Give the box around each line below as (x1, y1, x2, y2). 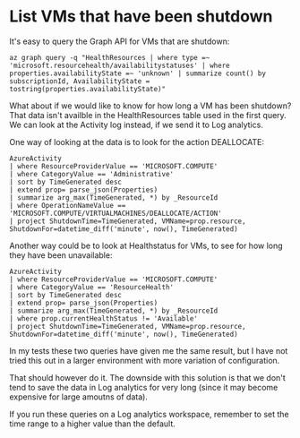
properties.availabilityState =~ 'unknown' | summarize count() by (9, 69, 267, 78)
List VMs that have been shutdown (9, 6, 273, 27)
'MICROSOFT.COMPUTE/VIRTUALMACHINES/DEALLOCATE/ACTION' (9, 209, 222, 218)
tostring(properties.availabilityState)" (9, 84, 167, 93)
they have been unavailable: (9, 249, 113, 261)
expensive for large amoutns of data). (9, 391, 148, 402)
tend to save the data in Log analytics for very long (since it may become (9, 382, 279, 392)
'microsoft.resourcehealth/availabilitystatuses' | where (9, 61, 230, 70)
